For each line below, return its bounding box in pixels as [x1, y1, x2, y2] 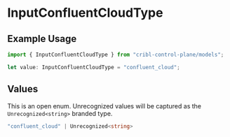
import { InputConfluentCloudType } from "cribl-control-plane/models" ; [7, 51, 224, 58]
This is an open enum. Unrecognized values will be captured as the [7, 101, 202, 110]
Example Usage [7, 33, 77, 45]
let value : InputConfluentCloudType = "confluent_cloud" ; [7, 64, 180, 71]
